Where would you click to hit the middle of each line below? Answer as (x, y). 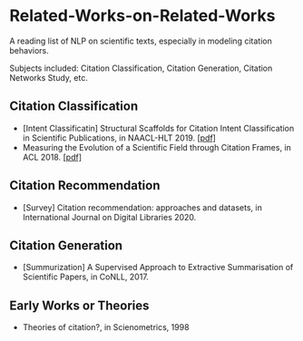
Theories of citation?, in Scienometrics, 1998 (106, 327)
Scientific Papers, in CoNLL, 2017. (86, 277)
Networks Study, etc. (49, 77)
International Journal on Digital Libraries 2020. (109, 217)
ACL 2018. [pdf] (52, 157)
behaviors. (29, 50)
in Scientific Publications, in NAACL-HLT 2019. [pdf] (119, 138)
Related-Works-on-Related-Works (142, 16)
